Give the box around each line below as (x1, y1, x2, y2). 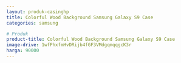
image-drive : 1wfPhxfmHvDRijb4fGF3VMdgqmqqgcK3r (6, 42, 132, 48)
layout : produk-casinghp (6, 8, 69, 15)
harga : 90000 (6, 47, 39, 54)
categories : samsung (6, 20, 59, 26)
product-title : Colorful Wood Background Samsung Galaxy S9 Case (6, 37, 175, 43)
